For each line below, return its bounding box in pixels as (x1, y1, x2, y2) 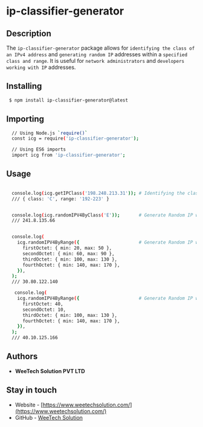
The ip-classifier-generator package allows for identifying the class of (6, 44, 195, 51)
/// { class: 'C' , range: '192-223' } (11, 195, 110, 202)
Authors (6, 351, 38, 362)
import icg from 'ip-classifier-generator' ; (11, 152, 126, 158)
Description (6, 28, 51, 39)
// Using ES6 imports (11, 146, 66, 152)
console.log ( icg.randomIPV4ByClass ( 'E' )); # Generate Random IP (11, 212, 193, 218)
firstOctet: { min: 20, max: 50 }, (22, 245, 112, 252)
